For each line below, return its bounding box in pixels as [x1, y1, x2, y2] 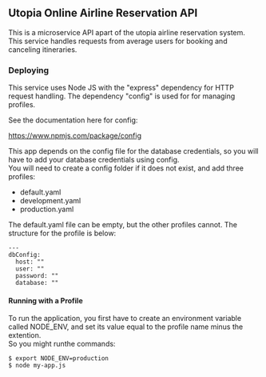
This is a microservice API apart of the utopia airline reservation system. [8, 27, 246, 37]
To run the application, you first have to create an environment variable [8, 314, 242, 323]
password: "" [15, 272, 59, 280]
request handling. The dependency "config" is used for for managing [8, 91, 236, 101]
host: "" [15, 258, 45, 267]
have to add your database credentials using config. [8, 155, 180, 165]
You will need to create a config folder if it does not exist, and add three [8, 163, 244, 173]
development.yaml [19, 196, 81, 206]
